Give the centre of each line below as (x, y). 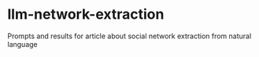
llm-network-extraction (86, 14)
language (22, 44)
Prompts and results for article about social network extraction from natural (129, 36)
